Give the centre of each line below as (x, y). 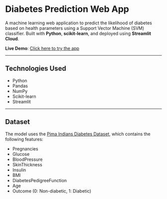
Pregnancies (25, 149)
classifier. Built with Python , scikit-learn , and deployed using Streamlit (78, 33)
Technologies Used (36, 69)
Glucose (21, 154)
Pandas (20, 86)
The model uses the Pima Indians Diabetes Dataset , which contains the (78, 134)
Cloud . (12, 39)
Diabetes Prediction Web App (67, 9)
